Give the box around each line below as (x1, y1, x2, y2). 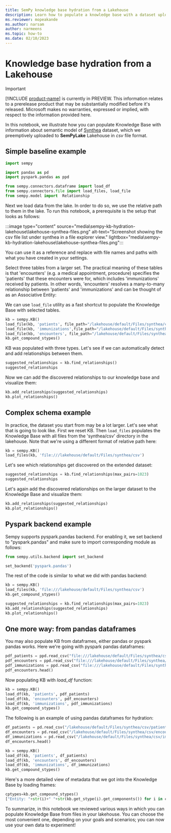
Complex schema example (5, 408, 91, 417)
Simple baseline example (5, 147, 87, 156)
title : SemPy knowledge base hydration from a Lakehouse (5, 7, 129, 13)
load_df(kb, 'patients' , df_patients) (5, 753, 88, 758)
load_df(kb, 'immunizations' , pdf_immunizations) (5, 701, 113, 706)
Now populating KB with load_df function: (5, 676, 93, 683)
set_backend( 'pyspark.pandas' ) (5, 563, 72, 568)
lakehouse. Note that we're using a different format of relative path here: (5, 438, 157, 444)
